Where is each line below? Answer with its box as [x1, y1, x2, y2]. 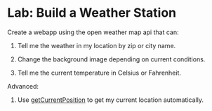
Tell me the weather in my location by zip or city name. [17, 41, 176, 50]
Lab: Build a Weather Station [7, 5, 177, 21]
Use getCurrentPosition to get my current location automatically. [17, 96, 204, 104]
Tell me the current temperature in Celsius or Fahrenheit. [17, 68, 181, 77]
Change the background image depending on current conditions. [17, 54, 206, 64]
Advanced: [7, 82, 39, 90]
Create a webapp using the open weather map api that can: [7, 28, 179, 36]
